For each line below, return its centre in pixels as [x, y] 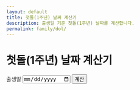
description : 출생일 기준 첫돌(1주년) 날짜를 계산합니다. [71, 23]
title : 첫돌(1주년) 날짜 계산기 [42, 18]
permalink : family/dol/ [37, 29]
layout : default [27, 12]
